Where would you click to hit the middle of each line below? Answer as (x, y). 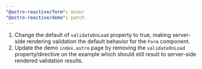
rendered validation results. (49, 61)
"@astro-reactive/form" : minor (45, 12)
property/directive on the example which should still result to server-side (105, 54)
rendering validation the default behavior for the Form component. (108, 41)
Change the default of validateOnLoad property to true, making (93, 34)
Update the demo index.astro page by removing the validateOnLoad (100, 48)
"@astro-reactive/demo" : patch (45, 18)
